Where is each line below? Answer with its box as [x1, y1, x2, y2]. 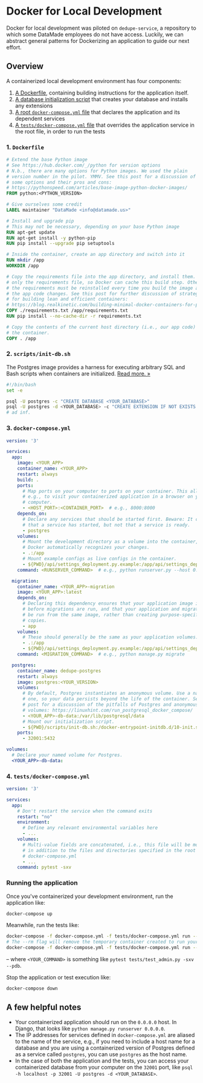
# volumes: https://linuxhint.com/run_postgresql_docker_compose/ [22, 707, 193, 713]
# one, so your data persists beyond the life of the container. [22, 696, 190, 702]
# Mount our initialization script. [22, 719, 115, 725]
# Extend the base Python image [6, 156, 88, 163]
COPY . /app [6, 335, 36, 341]
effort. [6, 44, 22, 51]
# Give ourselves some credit [6, 201, 83, 207]
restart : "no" [17, 814, 53, 820]
